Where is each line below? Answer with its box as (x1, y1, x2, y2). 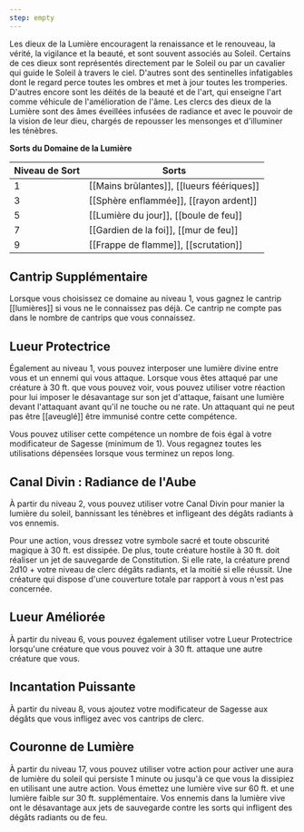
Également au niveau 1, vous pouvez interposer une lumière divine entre (9, 363, 279, 374)
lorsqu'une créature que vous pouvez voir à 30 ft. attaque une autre (9, 643, 263, 654)
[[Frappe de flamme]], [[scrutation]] (88, 238, 243, 250)
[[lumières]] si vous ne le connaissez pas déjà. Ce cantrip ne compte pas (9, 303, 282, 314)
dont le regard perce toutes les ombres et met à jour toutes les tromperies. (9, 76, 289, 87)
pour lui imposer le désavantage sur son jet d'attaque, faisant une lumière (9, 392, 285, 403)
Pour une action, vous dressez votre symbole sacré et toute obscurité (9, 535, 270, 546)
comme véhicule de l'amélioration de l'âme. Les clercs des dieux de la (9, 96, 272, 107)
